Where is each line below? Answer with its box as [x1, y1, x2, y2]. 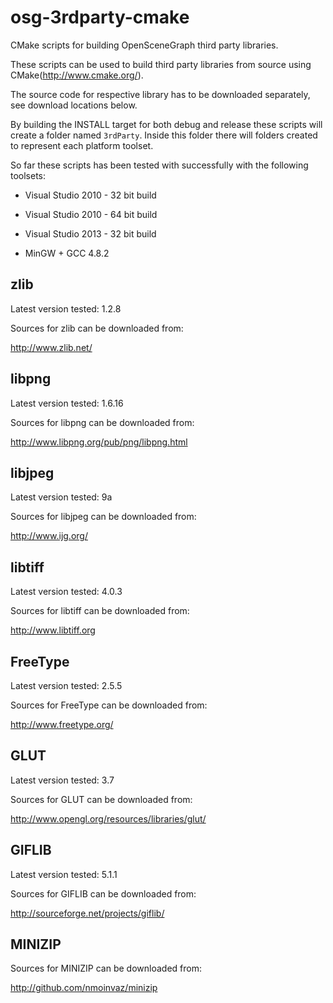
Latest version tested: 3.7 [10, 774, 115, 786]
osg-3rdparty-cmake [10, 6, 190, 29]
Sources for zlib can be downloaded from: [10, 322, 184, 334]
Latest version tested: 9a [10, 491, 113, 503]
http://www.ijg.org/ [10, 530, 88, 542]
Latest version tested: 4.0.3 [10, 586, 123, 598]
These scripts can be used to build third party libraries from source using [10, 58, 312, 70]
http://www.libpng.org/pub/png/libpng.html [10, 436, 188, 448]
